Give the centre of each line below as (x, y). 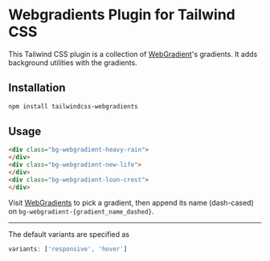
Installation (37, 88)
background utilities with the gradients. (73, 63)
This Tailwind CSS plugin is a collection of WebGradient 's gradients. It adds (133, 54)
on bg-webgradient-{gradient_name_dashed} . (81, 211)
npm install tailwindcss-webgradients (73, 106)
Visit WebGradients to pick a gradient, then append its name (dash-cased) (131, 202)
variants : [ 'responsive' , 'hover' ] (68, 249)
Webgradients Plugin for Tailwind (122, 15)
